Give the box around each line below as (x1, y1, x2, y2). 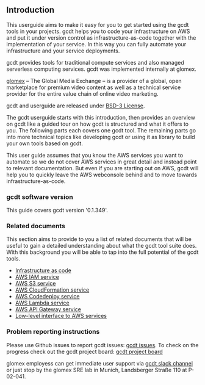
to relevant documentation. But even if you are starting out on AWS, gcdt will (6, 164, 199, 171)
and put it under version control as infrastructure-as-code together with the (6, 34, 196, 41)
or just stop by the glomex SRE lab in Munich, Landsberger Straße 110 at (6, 366, 187, 373)
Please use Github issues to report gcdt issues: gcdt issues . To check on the (6, 341, 199, 348)
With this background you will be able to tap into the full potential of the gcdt (6, 248, 199, 256)
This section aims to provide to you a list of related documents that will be (6, 236, 192, 243)
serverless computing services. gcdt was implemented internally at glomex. (6, 65, 196, 73)
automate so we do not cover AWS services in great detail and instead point (6, 158, 197, 165)
